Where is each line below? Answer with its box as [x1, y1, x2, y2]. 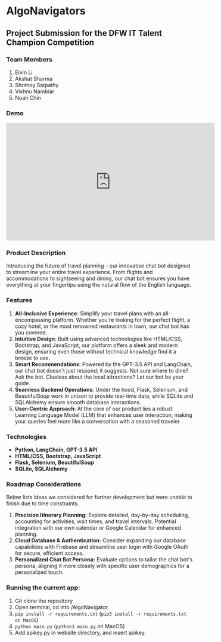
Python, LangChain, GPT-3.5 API [14, 446, 98, 453]
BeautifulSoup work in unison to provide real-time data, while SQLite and [14, 392, 194, 400]
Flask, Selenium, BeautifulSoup [14, 459, 94, 466]
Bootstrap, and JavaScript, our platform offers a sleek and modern [14, 342, 178, 349]
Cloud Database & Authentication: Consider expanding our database [14, 537, 186, 544]
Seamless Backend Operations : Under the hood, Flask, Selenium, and [14, 386, 188, 393]
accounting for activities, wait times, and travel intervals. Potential [14, 518, 177, 525]
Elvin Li [14, 69, 33, 76]
